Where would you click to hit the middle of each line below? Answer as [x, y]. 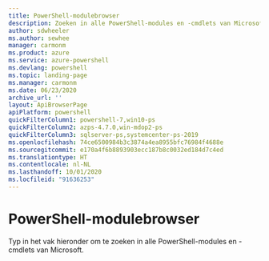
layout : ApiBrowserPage [48, 105]
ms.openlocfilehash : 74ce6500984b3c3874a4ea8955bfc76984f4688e [116, 142]
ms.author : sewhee [39, 38]
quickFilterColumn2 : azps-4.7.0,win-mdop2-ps [85, 127]
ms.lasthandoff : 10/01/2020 [55, 172]
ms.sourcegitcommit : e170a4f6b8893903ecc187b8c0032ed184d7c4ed [116, 150]
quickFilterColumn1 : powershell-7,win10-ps [82, 120]
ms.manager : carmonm [43, 82]
